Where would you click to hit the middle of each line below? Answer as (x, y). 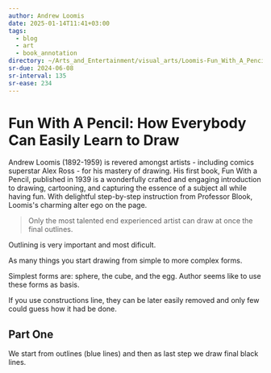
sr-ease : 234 (30, 83)
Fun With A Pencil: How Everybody (127, 123)
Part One (31, 334)
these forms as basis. (44, 285)
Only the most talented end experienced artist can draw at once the (140, 221)
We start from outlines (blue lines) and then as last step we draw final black (133, 354)
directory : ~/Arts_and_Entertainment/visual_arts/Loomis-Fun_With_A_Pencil (138, 61)
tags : (17, 31)
